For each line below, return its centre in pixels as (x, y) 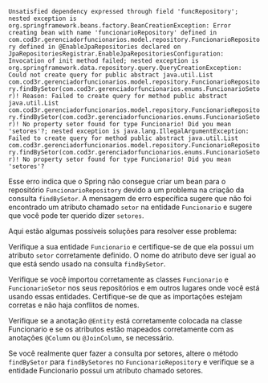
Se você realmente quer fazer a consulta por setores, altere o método (124, 353)
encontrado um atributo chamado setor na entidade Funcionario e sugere (130, 207)
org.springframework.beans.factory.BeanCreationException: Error (120, 26)
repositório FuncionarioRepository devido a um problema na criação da (126, 190)
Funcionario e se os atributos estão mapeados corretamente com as (121, 329)
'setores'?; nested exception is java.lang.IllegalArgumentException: (129, 131)
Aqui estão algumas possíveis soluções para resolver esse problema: (123, 231)
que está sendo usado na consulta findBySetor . (87, 264)
